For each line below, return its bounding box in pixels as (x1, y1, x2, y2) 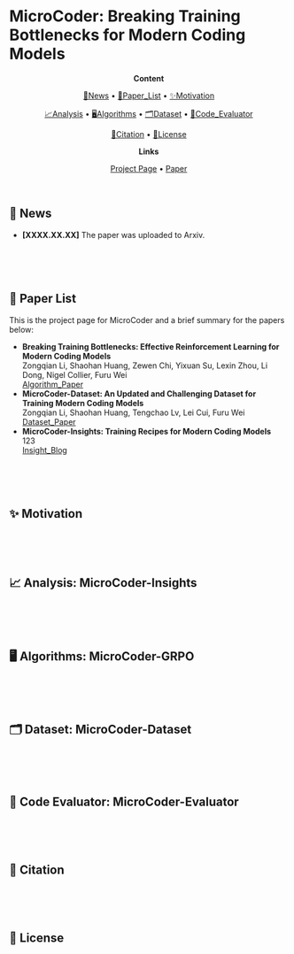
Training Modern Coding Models (21, 397, 144, 408)
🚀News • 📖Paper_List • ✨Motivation (82, 90, 215, 101)
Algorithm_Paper (21, 379, 84, 389)
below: (9, 324, 34, 335)
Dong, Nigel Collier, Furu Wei (21, 369, 128, 380)
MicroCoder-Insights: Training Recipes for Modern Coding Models (21, 426, 272, 436)
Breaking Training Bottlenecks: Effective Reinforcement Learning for (21, 341, 280, 351)
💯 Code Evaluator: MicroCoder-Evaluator (9, 795, 239, 810)
